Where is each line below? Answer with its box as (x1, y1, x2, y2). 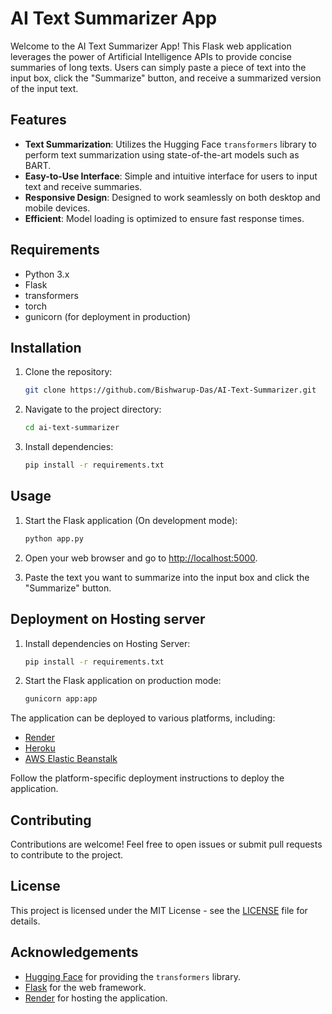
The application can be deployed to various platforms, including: (10, 712, 276, 724)
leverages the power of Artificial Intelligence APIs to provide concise (10, 50, 292, 62)
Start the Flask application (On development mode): (24, 514, 238, 526)
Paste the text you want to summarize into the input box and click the (24, 571, 310, 583)
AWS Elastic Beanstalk (24, 753, 118, 765)
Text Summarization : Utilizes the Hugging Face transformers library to (24, 138, 317, 150)
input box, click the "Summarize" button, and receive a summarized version (10, 72, 322, 84)
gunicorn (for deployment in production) (24, 310, 191, 322)
